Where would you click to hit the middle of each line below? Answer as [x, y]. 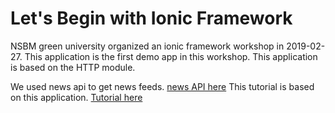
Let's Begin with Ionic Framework [151, 18]
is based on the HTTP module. [73, 67]
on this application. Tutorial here [76, 97]
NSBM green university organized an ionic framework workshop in [147, 46]
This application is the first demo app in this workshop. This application [171, 56]
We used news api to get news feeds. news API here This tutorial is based [162, 86]
